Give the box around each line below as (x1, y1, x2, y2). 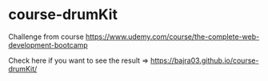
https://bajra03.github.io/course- (150, 56, 259, 65)
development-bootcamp (8, 40, 88, 49)
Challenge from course (8, 32, 84, 41)
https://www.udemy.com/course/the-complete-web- (85, 32, 260, 41)
